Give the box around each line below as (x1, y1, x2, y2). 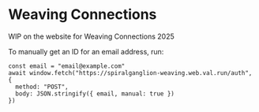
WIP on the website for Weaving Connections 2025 (8, 32, 175, 41)
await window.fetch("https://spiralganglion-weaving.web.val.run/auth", (8, 69, 253, 77)
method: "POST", (15, 83, 69, 91)
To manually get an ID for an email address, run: (8, 47, 164, 56)
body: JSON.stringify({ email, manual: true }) (15, 89, 175, 98)
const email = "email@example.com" (8, 62, 126, 70)
